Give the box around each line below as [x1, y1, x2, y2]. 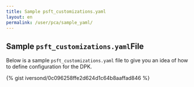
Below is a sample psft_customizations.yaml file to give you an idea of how [6, 57, 189, 64]
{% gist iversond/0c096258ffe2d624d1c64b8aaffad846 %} [6, 75, 150, 82]
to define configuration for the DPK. [6, 63, 93, 71]
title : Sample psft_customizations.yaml [6, 8, 107, 15]
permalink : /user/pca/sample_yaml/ [6, 19, 93, 25]
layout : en [6, 14, 33, 20]
